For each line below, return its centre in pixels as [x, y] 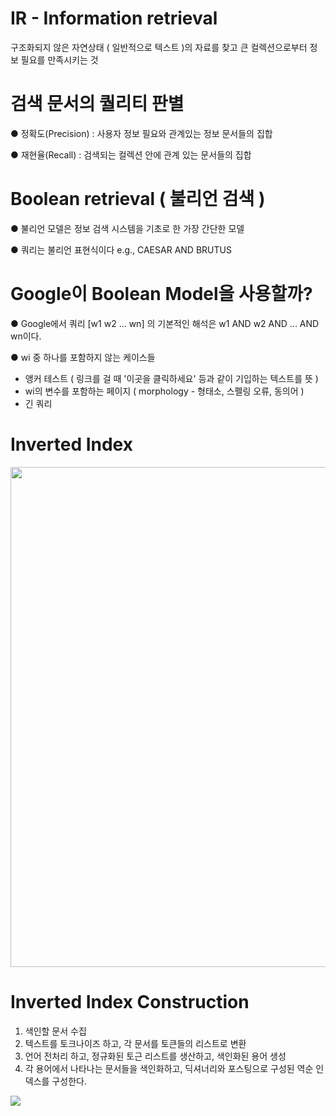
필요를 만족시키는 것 [59, 59]
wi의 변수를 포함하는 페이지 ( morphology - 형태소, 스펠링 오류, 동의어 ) [164, 391]
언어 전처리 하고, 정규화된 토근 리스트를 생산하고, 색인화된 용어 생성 [155, 1056]
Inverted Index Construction [130, 1001]
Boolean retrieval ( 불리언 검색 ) [138, 199]
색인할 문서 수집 [55, 1031]
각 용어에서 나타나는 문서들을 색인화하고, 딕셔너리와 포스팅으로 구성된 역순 [169, 1068]
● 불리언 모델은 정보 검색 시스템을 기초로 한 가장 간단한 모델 [127, 228]
